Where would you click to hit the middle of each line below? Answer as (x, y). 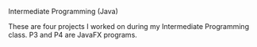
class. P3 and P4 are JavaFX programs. (73, 35)
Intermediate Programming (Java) (63, 11)
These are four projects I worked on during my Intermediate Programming (129, 26)
